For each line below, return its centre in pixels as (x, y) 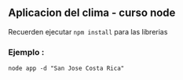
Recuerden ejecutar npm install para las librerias (88, 31)
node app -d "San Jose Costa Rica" (66, 69)
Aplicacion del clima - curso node (92, 13)
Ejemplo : (26, 52)
